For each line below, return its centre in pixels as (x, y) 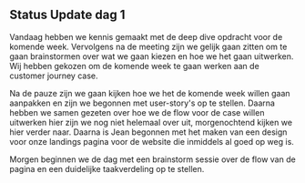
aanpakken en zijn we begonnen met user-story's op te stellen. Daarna (142, 103)
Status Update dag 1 (67, 15)
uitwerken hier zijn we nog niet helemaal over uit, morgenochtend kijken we (151, 122)
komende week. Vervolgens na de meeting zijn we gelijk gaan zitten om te (148, 46)
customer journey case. (54, 76)
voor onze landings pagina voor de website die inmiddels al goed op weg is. (152, 141)
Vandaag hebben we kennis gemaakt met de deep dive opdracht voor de (146, 36)
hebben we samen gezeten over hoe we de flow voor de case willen (137, 112)
